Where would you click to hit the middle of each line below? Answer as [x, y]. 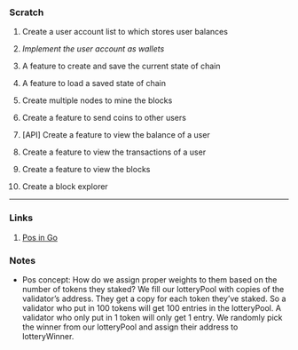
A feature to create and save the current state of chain [121, 66]
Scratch [27, 12]
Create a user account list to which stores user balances [125, 32]
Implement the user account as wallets [93, 49]
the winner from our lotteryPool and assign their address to [130, 327]
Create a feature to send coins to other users [104, 118]
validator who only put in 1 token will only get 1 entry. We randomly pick [152, 317]
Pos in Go [39, 237]
